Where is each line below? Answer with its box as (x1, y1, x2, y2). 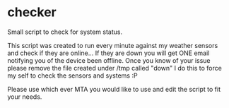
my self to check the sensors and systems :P (7, 71, 138, 80)
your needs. (7, 92, 42, 101)
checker (7, 4, 57, 20)
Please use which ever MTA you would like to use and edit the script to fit (7, 85, 221, 93)
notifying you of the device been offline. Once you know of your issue (7, 56, 211, 64)
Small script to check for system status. (7, 28, 122, 36)
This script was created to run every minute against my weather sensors (7, 41, 218, 49)
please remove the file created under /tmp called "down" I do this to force (7, 64, 223, 72)
